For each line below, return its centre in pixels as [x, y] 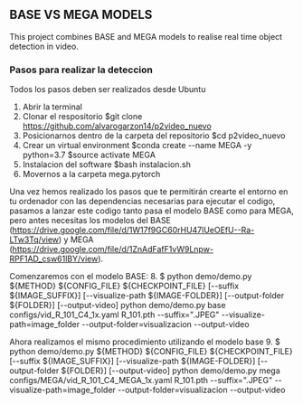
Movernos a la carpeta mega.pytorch [91, 174]
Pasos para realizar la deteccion [81, 70]
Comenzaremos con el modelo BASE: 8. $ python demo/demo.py [131, 277]
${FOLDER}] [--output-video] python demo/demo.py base [118, 305]
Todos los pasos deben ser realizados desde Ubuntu [108, 89]
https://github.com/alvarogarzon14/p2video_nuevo [117, 127]
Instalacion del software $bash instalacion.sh [107, 164]
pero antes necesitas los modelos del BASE [90, 221]
